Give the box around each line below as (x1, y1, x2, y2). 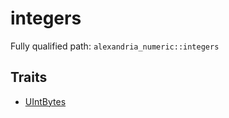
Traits (10, 69, 48, 86)
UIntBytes (24, 95, 67, 107)
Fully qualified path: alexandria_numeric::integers (10, 40, 220, 52)
